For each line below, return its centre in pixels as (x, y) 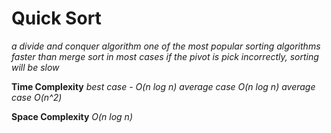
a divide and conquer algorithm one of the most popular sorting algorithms (166, 46)
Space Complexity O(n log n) (72, 116)
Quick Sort (56, 18)
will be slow (35, 67)
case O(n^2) (37, 97)
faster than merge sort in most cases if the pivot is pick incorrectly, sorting (165, 56)
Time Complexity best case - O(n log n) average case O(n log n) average (163, 86)
